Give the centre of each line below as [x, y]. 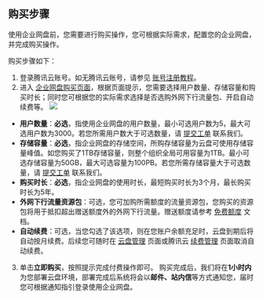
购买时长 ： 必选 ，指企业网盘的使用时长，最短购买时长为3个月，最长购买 [135, 182]
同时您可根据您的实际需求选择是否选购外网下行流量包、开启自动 [150, 97]
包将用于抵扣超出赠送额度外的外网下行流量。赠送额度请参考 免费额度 [130, 211]
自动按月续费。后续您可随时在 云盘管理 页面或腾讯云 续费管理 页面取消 [133, 240]
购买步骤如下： [32, 60]
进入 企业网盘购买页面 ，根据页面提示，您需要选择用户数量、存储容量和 [134, 87]
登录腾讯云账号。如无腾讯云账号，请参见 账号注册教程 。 [110, 77]
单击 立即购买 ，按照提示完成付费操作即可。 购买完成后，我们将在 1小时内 [135, 267]
